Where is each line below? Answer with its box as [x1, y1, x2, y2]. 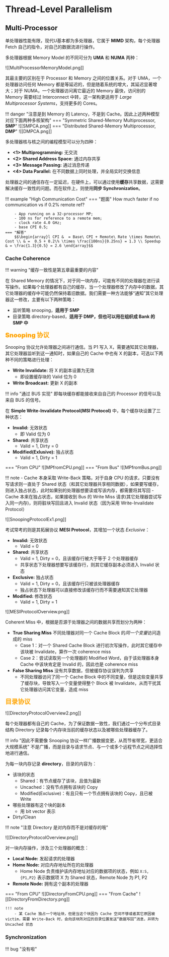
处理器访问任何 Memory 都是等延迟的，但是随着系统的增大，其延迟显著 [5, 82, 153, 87]
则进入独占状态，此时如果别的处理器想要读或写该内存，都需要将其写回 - [5, 487, 154, 493]
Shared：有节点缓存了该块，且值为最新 [20, 778, 102, 784]
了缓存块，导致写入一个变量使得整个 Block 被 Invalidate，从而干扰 [20, 680, 157, 686]
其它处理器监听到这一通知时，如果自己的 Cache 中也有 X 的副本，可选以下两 [5, 350, 163, 356]
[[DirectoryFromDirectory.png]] [5, 896, 70, 903]
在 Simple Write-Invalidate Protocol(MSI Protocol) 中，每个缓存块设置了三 [5, 408, 161, 414]
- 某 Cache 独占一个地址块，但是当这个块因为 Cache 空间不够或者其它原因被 [14, 911, 155, 917]
